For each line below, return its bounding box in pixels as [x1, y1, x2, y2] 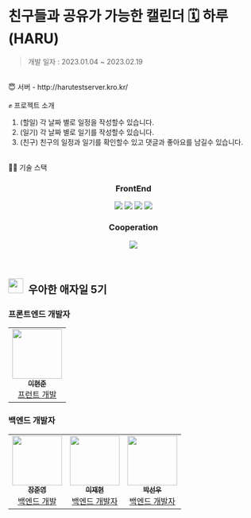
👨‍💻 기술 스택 [8, 162, 48, 172]
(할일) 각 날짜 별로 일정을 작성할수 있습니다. [19, 117, 155, 127]
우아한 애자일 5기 [27, 283, 107, 296]
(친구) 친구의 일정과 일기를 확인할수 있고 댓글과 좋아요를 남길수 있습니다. [19, 137, 244, 147]
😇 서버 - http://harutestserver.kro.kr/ [8, 82, 129, 91]
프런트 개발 [17, 389, 57, 400]
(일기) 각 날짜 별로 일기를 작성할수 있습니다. [19, 127, 155, 137]
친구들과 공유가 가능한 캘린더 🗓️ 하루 [8, 7, 229, 25]
